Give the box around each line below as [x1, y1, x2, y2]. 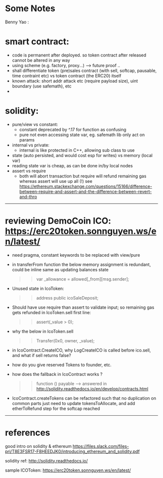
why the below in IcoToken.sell [12, 328, 74, 334]
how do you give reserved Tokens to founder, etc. [12, 362, 112, 368]
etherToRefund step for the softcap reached [12, 406, 100, 411]
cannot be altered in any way [12, 57, 70, 63]
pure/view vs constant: [12, 121, 58, 127]
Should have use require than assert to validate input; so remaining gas [12, 304, 154, 310]
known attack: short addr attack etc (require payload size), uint [12, 78, 138, 84]
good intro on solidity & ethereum [5, 443, 72, 449]
